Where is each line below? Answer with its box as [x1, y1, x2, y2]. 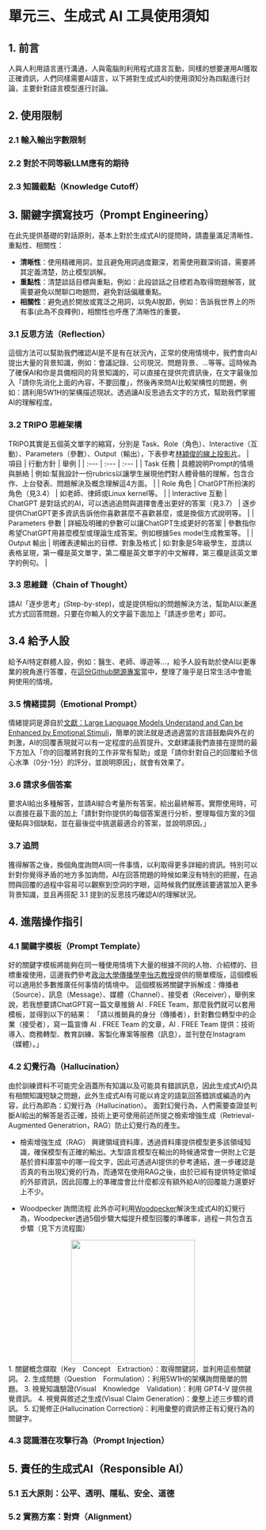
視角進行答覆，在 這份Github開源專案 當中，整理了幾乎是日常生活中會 [21, 666, 245, 676]
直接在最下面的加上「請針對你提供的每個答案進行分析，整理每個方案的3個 [14, 809, 256, 818]
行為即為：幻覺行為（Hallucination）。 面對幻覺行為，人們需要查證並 [28, 1101, 251, 1110]
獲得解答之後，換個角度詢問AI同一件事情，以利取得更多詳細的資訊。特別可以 [8, 860, 258, 869]
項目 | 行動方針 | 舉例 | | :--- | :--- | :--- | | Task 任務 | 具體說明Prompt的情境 [8, 459, 254, 468]
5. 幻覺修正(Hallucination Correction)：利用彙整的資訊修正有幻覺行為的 [23, 1403, 255, 1413]
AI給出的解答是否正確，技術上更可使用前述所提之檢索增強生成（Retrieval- [14, 1110, 255, 1120]
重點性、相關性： [8, 240, 64, 250]
